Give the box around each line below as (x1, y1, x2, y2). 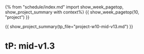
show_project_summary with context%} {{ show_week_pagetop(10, (5, 9, 140, 15)
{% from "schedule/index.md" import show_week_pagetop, (5, 4, 124, 10)
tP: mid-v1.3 (5, 40, 55, 52)
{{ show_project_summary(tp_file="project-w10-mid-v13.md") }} (5, 24, 133, 29)
